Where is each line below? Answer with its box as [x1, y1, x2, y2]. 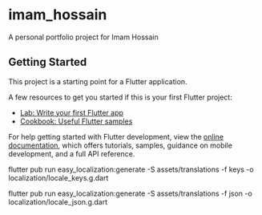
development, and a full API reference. [8, 148, 135, 158]
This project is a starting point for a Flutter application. [8, 76, 187, 86]
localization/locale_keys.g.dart [8, 172, 109, 182]
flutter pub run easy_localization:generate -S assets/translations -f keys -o [8, 164, 254, 174]
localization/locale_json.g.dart [8, 197, 108, 206]
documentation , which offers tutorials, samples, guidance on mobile [8, 140, 232, 150]
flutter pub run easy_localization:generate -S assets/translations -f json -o [8, 189, 252, 198]
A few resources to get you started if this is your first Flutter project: [8, 92, 232, 102]
